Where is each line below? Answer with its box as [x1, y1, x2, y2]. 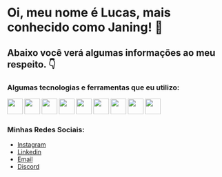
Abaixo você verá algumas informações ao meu [7, 47, 216, 59]
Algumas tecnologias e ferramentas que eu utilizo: [7, 83, 180, 92]
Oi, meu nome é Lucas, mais [7, 5, 171, 21]
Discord [17, 163, 40, 171]
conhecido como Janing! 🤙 [7, 19, 163, 35]
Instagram [17, 140, 46, 149]
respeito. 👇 [7, 59, 57, 70]
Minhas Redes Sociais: [7, 125, 85, 134]
